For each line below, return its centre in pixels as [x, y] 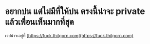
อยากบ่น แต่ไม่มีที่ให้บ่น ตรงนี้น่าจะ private [75, 11]
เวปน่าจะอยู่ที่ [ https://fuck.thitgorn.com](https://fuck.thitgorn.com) [69, 35]
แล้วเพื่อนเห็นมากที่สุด [39, 22]
